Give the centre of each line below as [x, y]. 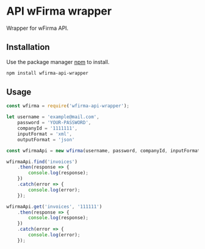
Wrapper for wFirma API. [38, 28]
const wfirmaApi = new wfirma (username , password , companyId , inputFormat [103, 150]
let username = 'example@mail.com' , [53, 117]
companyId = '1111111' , [48, 128]
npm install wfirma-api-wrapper [47, 73]
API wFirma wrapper [59, 11]
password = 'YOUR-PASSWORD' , [54, 123]
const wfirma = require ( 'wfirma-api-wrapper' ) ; [68, 106]
